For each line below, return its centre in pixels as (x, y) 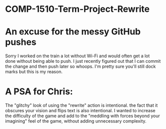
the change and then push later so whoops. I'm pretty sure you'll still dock (81, 66)
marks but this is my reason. (34, 72)
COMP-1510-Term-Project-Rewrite (77, 9)
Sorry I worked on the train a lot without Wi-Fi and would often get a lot (77, 56)
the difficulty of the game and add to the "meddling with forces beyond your (83, 116)
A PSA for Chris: (39, 92)
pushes (21, 42)
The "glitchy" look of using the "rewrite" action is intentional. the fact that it (82, 105)
